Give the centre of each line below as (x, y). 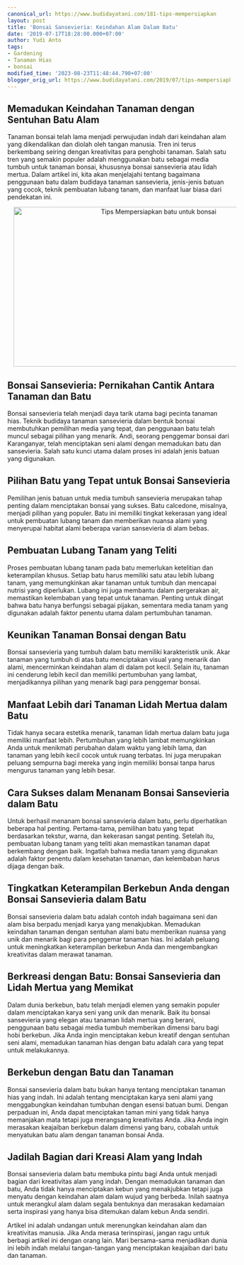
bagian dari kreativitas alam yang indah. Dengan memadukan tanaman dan (116, 1181)
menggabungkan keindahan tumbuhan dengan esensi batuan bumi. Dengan (118, 1105)
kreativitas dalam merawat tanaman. (60, 954)
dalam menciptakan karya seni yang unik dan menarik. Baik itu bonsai (109, 1012)
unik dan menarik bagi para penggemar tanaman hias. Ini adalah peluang (114, 939)
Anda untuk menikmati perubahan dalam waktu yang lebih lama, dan (107, 748)
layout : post (27, 21)
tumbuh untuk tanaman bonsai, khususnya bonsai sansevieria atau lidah (112, 167)
